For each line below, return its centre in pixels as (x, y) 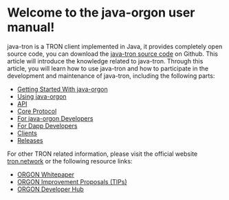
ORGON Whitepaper (45, 174)
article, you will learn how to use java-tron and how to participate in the (108, 68)
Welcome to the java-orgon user (101, 13)
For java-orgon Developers (55, 118)
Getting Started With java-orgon (62, 89)
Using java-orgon (42, 96)
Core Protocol (37, 111)
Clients (27, 133)
